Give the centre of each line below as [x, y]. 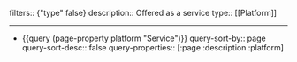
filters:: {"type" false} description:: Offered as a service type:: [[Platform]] [143, 13]
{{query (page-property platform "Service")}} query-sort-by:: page [144, 38]
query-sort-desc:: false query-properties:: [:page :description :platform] [153, 47]
